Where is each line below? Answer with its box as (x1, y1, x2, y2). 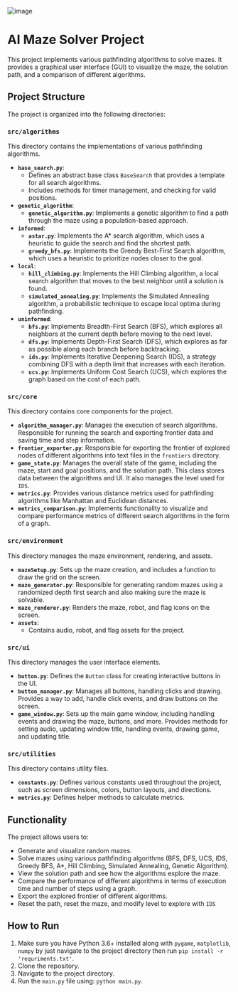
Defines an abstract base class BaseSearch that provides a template (28, 171, 225, 179)
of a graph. (17, 519, 50, 528)
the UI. (17, 679, 38, 687)
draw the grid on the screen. (17, 573, 102, 581)
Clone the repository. (17, 961, 80, 970)
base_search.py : (17, 164, 65, 172)
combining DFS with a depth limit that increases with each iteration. (28, 360, 226, 369)
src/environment (7, 537, 64, 545)
